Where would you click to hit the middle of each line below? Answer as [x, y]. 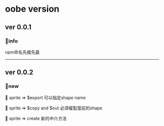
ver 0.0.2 [19, 73]
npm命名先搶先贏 [22, 52]
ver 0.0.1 [18, 27]
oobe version [32, 9]
